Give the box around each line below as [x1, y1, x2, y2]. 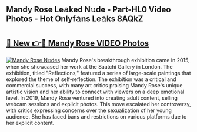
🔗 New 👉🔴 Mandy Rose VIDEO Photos [6, 38, 149, 48]
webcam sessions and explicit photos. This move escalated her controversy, [6, 101, 191, 107]
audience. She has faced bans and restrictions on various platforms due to [6, 113, 187, 120]
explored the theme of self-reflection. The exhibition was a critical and [6, 76, 176, 83]
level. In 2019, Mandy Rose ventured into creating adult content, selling [6, 94, 178, 101]
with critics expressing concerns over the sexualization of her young [6, 107, 172, 114]
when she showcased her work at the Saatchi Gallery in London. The [6, 63, 173, 70]
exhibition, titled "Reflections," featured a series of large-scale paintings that [6, 70, 191, 76]
